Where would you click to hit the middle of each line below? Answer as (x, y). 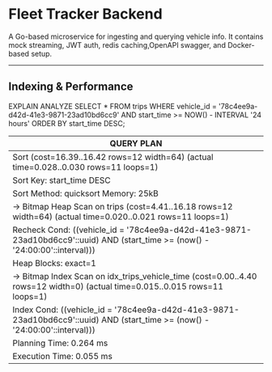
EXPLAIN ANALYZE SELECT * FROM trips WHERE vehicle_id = (113, 106)
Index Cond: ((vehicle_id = (63, 310)
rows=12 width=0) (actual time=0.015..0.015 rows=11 (118, 286)
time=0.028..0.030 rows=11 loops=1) (85, 167)
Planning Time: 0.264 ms (60, 343)
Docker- (241, 44)
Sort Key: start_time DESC (62, 180)
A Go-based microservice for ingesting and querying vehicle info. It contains (136, 36)
